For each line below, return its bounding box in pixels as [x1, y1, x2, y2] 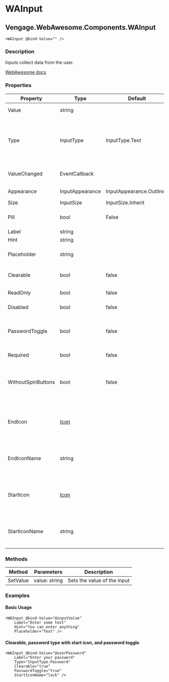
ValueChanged [8, 170, 43, 177]
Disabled [8, 303, 29, 310]
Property [20, 95, 43, 102]
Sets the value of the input [67, 577, 130, 584]
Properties [5, 82, 32, 89]
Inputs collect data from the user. [5, 59, 74, 65]
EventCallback [59, 170, 94, 177]
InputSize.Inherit [106, 199, 145, 206]
